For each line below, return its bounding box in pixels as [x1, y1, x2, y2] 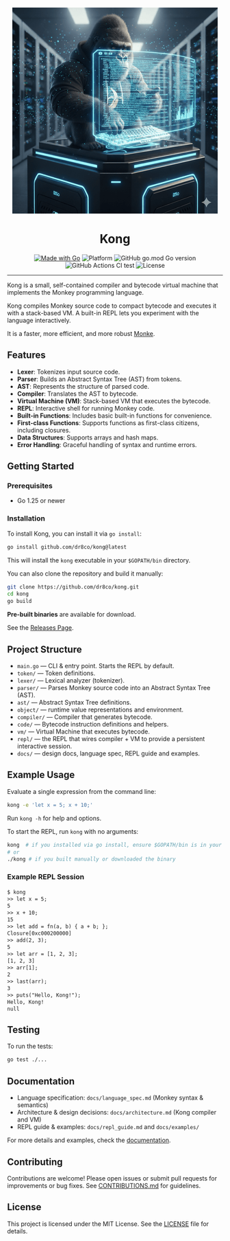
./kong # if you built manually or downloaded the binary [7, 856, 176, 863]
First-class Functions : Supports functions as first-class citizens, [16, 418, 200, 426]
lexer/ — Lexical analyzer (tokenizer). [16, 676, 125, 685]
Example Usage [7, 769, 75, 781]
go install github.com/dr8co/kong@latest [7, 543, 127, 550]
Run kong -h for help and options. [7, 814, 101, 822]
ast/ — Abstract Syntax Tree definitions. [16, 698, 131, 707]
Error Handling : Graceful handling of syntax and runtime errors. [16, 440, 197, 448]
